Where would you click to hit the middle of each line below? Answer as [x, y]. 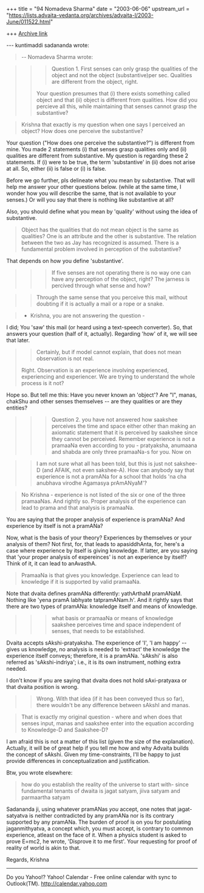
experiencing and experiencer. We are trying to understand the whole [108, 377]
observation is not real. [65, 358]
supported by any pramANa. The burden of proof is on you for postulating [99, 822]
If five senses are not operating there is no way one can [121, 272]
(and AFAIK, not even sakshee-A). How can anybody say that [118, 470]
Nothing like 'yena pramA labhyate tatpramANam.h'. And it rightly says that [100, 600]
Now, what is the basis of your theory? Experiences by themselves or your [99, 538]
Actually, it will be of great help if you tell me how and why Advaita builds [98, 748]
